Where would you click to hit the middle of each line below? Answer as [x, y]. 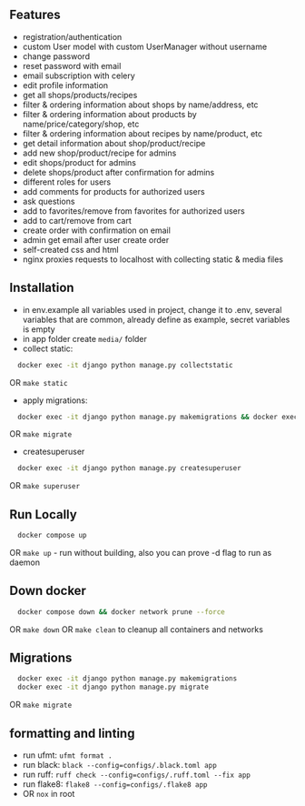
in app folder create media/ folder [85, 338]
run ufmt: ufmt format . [67, 755]
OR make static [39, 382]
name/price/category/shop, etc [81, 124]
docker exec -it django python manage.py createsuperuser [130, 468]
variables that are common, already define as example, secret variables [156, 319]
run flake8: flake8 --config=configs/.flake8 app [115, 784]
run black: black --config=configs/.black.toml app [120, 765]
